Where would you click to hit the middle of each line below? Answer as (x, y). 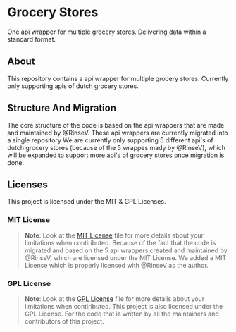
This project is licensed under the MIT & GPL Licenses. (87, 202)
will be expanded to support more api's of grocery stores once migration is (116, 155)
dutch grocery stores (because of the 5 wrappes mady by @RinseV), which (117, 147)
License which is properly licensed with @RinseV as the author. (117, 265)
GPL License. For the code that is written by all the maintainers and (122, 314)
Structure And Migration (62, 108)
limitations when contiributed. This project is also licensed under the (124, 306)
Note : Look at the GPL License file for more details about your (114, 299)
